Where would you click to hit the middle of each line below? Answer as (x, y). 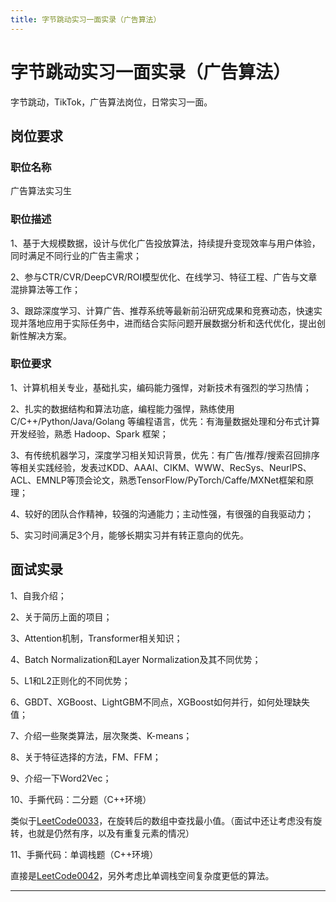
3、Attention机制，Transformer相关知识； (96, 638)
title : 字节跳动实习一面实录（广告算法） (86, 19)
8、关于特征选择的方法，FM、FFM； (86, 757)
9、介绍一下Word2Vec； (61, 778)
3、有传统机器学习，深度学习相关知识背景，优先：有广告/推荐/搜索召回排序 (165, 455)
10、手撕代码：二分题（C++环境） (81, 799)
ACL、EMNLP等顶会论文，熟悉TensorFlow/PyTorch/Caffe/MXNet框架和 (157, 480)
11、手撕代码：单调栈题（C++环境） (84, 854)
